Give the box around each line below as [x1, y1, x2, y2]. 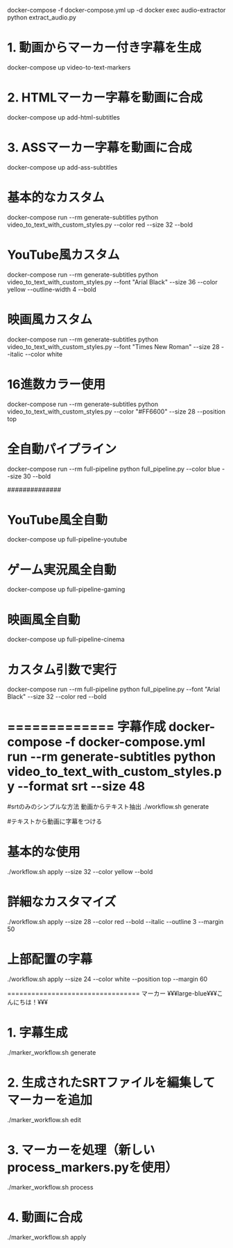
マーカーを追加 [7, 1092, 93, 1108]
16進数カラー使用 [7, 376, 106, 392]
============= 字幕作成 [7, 719, 166, 735]
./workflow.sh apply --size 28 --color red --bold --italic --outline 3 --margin [7, 918, 224, 926]
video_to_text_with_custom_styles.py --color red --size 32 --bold [7, 220, 193, 229]
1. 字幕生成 [7, 1025, 68, 1041]
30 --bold [23, 472, 51, 480]
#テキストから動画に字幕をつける [7, 817, 103, 826]
